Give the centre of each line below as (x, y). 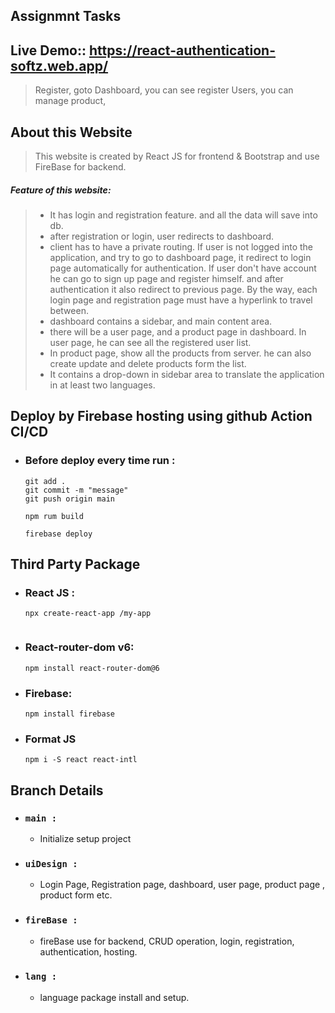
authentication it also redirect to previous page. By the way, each (183, 289)
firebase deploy (58, 534)
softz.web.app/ (59, 65)
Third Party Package (75, 564)
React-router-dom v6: (79, 647)
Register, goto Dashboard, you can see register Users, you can (164, 90)
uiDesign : (51, 863)
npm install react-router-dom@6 (92, 668)
